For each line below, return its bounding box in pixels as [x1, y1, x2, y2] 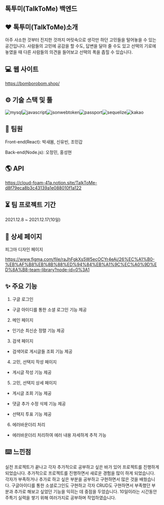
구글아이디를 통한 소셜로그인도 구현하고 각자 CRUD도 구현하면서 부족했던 [11, 482, 151, 488]
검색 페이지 [12, 338, 34, 344]
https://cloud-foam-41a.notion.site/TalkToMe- [5, 180, 97, 186]
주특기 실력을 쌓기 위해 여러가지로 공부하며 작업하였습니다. [5, 495, 117, 501]
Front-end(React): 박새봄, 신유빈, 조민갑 [5, 139, 83, 145]
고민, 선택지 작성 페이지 [12, 358, 57, 365]
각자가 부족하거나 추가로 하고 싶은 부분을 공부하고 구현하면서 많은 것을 [5, 476, 139, 482]
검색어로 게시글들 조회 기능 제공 [12, 348, 72, 354]
